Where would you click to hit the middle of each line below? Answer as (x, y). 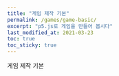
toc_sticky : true (32, 45)
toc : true (21, 39)
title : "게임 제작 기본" (39, 13)
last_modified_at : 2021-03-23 (51, 33)
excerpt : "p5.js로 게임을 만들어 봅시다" (60, 26)
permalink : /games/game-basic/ (52, 20)
